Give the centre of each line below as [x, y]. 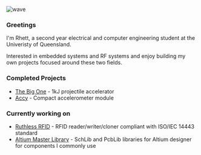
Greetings [21, 25]
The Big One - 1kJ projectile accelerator [64, 91]
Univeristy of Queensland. [39, 45]
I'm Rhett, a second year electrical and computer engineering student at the [101, 38]
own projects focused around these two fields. [64, 63]
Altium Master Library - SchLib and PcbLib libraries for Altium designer [103, 139]
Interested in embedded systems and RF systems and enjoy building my [96, 56]
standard [26, 133]
